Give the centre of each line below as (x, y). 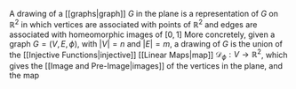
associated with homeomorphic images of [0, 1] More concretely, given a (142, 34)
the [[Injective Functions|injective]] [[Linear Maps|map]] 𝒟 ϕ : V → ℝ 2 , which (148, 55)
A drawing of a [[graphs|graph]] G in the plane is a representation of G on (144, 14)
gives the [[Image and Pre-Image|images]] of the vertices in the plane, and (146, 66)
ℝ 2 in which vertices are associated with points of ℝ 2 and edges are (133, 24)
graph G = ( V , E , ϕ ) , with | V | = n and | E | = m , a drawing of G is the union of (146, 43)
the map (24, 76)
